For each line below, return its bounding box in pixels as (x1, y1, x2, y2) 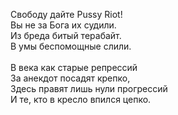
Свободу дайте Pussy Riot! (10, 9, 123, 20)
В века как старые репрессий (10, 62, 138, 73)
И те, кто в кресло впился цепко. (10, 94, 152, 105)
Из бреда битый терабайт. (10, 30, 122, 41)
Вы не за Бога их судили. (10, 19, 117, 31)
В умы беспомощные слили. (10, 40, 132, 52)
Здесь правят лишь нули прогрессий (10, 83, 168, 94)
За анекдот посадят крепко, (10, 72, 131, 84)
